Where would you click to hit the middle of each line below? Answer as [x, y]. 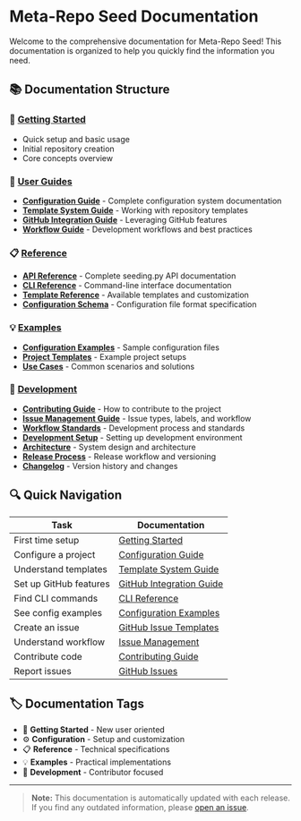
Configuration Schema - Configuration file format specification [139, 304]
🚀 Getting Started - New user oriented [94, 730]
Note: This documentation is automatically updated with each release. [161, 798]
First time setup [47, 540]
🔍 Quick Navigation [66, 496]
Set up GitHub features [62, 584]
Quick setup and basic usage [76, 139]
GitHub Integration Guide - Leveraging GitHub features [125, 219]
